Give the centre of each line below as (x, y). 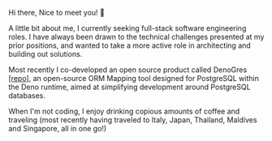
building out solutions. (45, 54)
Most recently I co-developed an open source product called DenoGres (128, 70)
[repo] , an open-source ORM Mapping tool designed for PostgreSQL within (134, 78)
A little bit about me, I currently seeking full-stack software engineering (127, 28)
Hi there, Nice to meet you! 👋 (57, 13)
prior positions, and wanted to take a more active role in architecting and (130, 45)
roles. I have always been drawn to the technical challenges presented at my (136, 37)
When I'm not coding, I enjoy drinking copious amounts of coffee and (124, 111)
